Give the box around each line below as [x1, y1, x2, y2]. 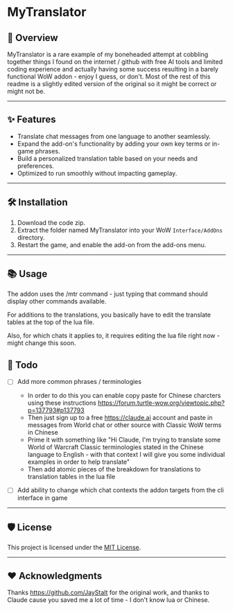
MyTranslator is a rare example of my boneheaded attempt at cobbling [7, 50, 209, 58]
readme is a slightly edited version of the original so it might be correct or [7, 80, 217, 87]
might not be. [7, 87, 45, 95]
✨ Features [7, 114, 56, 126]
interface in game [17, 494, 68, 502]
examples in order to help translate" [27, 458, 130, 466]
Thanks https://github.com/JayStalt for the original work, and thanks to [7, 588, 209, 596]
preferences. [17, 161, 54, 170]
